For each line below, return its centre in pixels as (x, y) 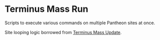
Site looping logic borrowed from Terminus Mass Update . (63, 32)
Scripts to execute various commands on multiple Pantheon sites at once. (80, 23)
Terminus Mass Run (46, 9)
